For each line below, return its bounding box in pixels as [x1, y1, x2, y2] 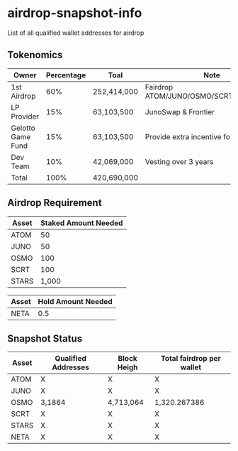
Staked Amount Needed [40, 218, 123, 228]
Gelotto [11, 123, 35, 133]
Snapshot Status [7, 332, 83, 344]
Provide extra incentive [144, 131, 222, 141]
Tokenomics [7, 49, 63, 61]
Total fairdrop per [160, 354, 221, 364]
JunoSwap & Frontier [144, 107, 215, 116]
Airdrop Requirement [7, 197, 102, 209]
